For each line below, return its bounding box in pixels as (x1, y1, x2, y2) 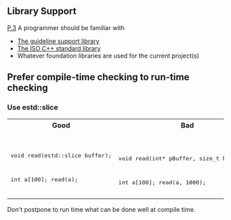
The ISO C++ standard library (16, 44, 101, 52)
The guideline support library (16, 37, 100, 45)
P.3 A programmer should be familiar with (7, 23, 125, 32)
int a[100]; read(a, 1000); (118, 178, 206, 186)
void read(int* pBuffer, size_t (118, 154, 220, 162)
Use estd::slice (7, 103, 58, 112)
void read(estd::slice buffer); (10, 152, 112, 159)
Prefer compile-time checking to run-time (7, 71, 190, 83)
